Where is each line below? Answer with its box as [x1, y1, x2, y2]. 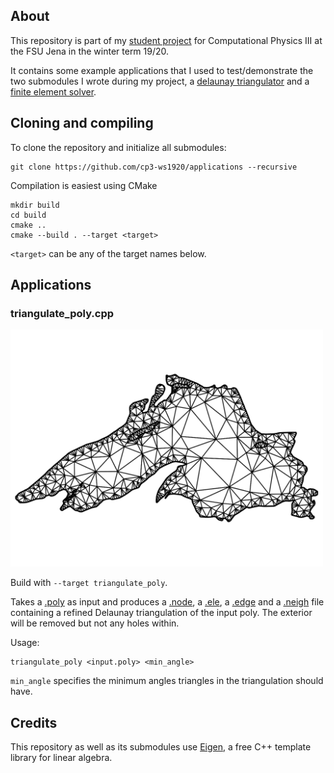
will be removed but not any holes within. [10, 617, 180, 629]
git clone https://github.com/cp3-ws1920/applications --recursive [10, 162, 298, 172]
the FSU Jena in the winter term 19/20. [10, 45, 170, 57]
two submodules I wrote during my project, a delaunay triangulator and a [10, 75, 310, 87]
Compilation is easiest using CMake [10, 179, 158, 191]
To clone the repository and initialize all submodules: [10, 141, 227, 153]
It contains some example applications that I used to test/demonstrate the [10, 64, 314, 76]
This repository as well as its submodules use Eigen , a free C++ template [10, 741, 312, 753]
